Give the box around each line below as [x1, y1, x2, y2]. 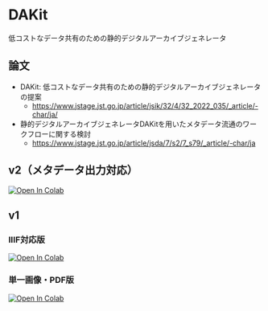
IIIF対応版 [8, 234, 46, 245]
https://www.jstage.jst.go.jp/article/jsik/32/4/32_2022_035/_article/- [31, 100, 259, 110]
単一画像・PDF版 [8, 275, 75, 286]
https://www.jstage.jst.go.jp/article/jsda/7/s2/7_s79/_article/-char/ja [31, 138, 256, 148]
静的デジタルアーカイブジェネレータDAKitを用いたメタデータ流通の [19, 119, 243, 129]
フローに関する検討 [27, 129, 91, 138]
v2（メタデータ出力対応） [8, 163, 138, 178]
